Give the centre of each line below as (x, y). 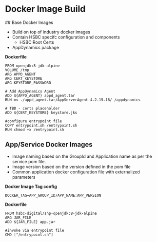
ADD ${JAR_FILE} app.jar (30, 222)
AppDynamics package (36, 47)
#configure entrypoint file (34, 121)
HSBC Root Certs (37, 42)
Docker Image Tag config (31, 186)
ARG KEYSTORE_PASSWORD (28, 83)
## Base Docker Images (29, 22)
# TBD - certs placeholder (32, 108)
